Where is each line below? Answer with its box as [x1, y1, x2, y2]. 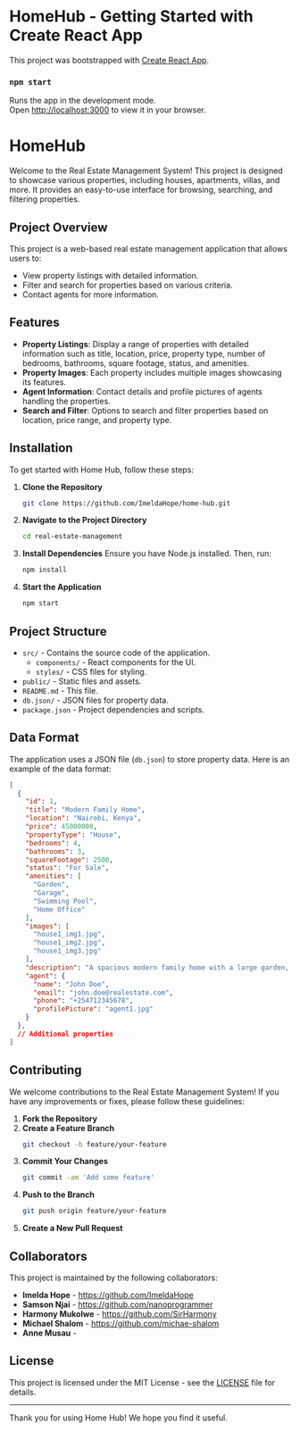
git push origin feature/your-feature [21, 1207, 167, 1216]
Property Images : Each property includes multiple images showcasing [21, 367, 283, 378]
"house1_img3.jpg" [32, 946, 102, 956]
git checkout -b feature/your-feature [21, 1140, 167, 1149]
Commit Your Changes [21, 1156, 109, 1167]
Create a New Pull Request [21, 1223, 123, 1234]
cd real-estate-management [21, 532, 123, 541]
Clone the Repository [21, 481, 103, 492]
